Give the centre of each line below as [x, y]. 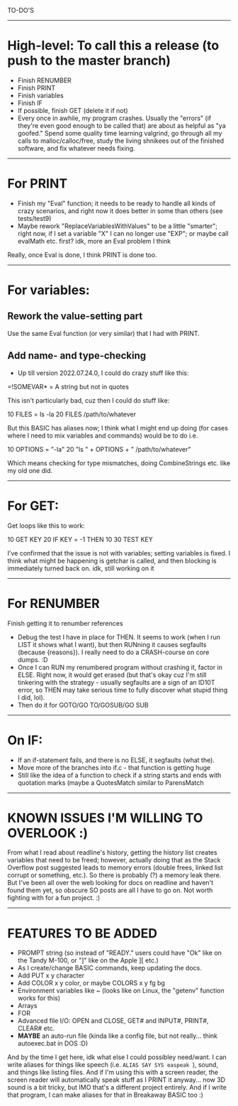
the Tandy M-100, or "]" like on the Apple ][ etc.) [88, 960]
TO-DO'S [21, 10]
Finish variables [40, 95]
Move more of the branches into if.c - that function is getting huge [114, 767]
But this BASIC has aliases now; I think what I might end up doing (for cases [118, 428]
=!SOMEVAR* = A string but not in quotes [68, 386]
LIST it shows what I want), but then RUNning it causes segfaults [112, 644]
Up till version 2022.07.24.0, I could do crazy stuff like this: [103, 373]
